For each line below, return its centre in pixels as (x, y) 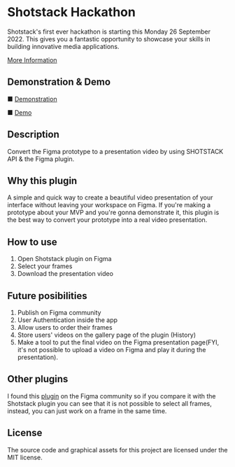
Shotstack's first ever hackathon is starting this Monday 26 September (109, 32)
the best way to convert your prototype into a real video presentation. (107, 220)
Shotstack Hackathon (72, 12)
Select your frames (45, 266)
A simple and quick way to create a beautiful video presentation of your (110, 197)
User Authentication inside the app (67, 320)
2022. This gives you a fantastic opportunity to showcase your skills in (109, 39)
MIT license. (25, 457)
